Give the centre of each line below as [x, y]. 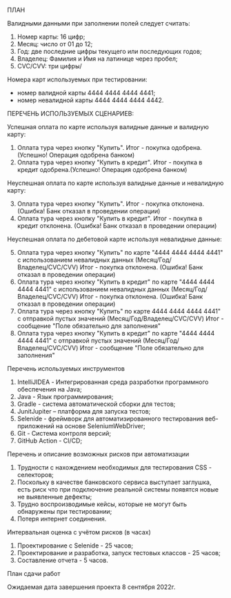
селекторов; [35, 475]
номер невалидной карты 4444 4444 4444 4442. [90, 100]
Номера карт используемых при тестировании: [77, 79]
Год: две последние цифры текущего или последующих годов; [109, 51]
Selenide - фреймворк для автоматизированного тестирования [110, 418]
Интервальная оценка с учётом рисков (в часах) [79, 532]
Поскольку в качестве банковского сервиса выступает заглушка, [114, 482]
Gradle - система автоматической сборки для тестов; [96, 404]
